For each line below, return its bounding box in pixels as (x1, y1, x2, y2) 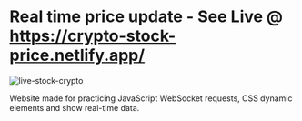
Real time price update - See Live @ (9, 6, 284, 27)
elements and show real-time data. (9, 102, 140, 113)
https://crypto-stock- (9, 25, 176, 46)
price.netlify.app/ (9, 45, 146, 66)
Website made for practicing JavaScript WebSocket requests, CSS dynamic (9, 93, 293, 104)
